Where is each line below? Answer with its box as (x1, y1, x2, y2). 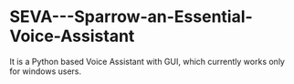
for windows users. (9, 66, 82, 77)
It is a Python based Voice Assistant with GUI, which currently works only (9, 56, 286, 67)
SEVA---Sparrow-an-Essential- (9, 6, 253, 27)
